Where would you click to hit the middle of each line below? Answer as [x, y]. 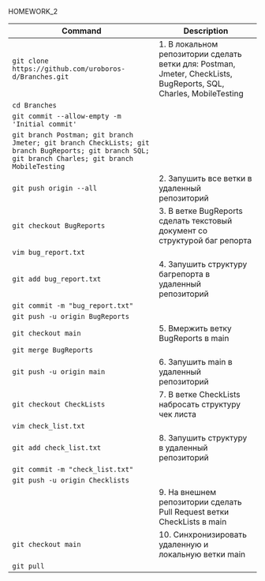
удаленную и [184, 544]
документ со [183, 231]
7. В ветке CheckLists [200, 394]
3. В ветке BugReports [201, 211]
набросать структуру [200, 404]
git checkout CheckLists [59, 405]
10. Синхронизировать [203, 534]
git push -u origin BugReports [71, 316]
